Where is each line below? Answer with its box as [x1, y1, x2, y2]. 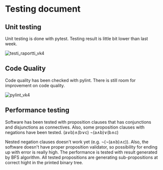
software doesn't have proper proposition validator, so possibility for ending [5, 144, 158, 150]
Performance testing [5, 106, 70, 114]
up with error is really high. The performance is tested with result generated [5, 149, 158, 155]
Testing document [5, 3, 81, 15]
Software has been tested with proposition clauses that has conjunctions [5, 119, 151, 125]
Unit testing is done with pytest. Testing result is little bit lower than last [5, 36, 148, 41]
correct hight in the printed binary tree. [5, 159, 83, 165]
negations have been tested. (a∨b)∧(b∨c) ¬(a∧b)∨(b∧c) [5, 129, 119, 135]
